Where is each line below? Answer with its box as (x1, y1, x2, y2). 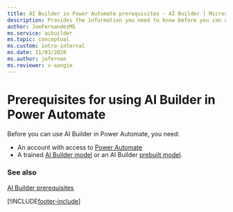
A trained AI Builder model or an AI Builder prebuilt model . (17, 150, 182, 158)
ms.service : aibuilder (7, 29, 73, 37)
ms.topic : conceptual (7, 36, 70, 43)
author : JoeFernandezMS (7, 23, 76, 30)
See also (7, 168, 37, 177)
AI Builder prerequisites (7, 184, 74, 192)
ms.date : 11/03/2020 (7, 49, 67, 56)
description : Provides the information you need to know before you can (7, 17, 222, 24)
